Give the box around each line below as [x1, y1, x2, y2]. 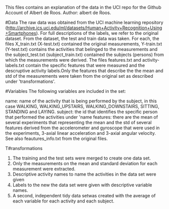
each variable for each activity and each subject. [12, 198, 115, 204]
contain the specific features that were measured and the [25, 63, 145, 68]
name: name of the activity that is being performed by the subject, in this [5, 98, 157, 104]
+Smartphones [5, 30, 36, 36]
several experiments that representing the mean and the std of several [5, 120, 152, 125]
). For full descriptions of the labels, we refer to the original [36, 30, 158, 36]
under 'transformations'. [5, 78, 56, 84]
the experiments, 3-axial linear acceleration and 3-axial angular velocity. [5, 130, 156, 136]
